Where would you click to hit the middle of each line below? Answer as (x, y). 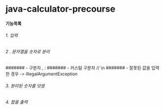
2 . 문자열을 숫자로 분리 (28, 51)
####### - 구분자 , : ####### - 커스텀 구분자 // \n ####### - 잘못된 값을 (78, 67)
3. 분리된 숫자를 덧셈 (25, 86)
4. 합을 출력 (17, 102)
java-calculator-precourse (60, 9)
